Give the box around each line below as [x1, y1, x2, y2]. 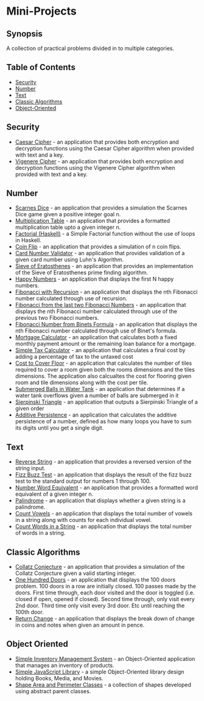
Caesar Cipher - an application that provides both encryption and [15, 138, 179, 146]
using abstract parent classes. [15, 687, 91, 695]
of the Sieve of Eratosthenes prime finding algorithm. [15, 269, 148, 277]
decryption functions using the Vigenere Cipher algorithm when [15, 164, 175, 171]
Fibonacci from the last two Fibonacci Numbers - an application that [15, 301, 186, 309]
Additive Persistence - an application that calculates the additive [15, 411, 177, 418]
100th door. [15, 608, 44, 616]
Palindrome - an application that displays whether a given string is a [15, 497, 186, 504]
